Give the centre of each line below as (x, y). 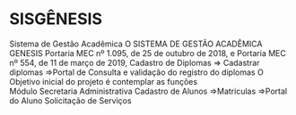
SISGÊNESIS (56, 19)
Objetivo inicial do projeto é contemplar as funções (104, 81)
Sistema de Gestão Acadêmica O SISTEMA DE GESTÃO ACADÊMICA (136, 44)
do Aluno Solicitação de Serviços (70, 100)
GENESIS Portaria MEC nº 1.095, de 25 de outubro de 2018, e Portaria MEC (148, 53)
